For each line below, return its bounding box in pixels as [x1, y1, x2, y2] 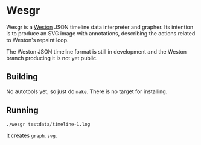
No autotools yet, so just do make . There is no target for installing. [6, 88, 168, 95]
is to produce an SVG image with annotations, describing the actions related [6, 29, 196, 37]
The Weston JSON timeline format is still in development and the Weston [6, 48, 187, 55]
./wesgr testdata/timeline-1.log [6, 121, 91, 127]
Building [6, 72, 38, 82]
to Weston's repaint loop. [6, 36, 69, 43]
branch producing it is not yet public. [6, 54, 98, 61]
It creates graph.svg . [6, 132, 57, 139]
